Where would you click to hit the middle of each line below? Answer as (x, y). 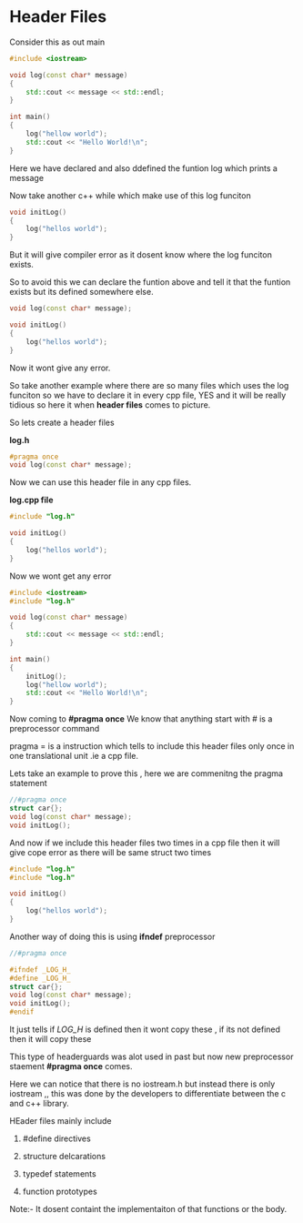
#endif (22, 1012)
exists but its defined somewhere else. (81, 292)
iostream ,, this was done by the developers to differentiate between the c (148, 1094)
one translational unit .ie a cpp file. (74, 756)
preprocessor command (55, 729)
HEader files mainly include (61, 1121)
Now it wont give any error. (60, 368)
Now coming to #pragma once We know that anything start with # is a (141, 719)
